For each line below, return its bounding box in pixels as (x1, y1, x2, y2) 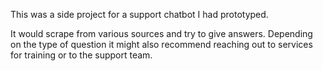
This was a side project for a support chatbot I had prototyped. (10, 9, 269, 20)
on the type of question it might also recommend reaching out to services (10, 39, 313, 50)
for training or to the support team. (10, 49, 153, 61)
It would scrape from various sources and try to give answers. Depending (10, 28, 313, 39)
